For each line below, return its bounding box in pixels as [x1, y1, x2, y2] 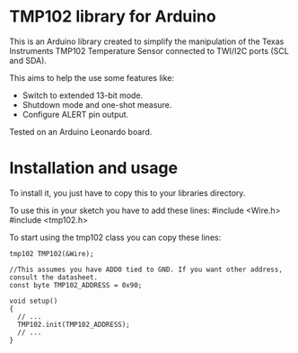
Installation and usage [9, 158, 178, 179]
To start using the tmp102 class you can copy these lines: [9, 232, 222, 243]
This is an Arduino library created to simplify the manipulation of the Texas [9, 36, 285, 47]
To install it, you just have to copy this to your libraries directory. [9, 187, 246, 199]
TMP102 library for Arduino [9, 6, 217, 27]
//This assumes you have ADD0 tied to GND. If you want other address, [9, 265, 283, 274]
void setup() [9, 296, 58, 305]
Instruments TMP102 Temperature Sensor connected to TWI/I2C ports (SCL [9, 45, 289, 56]
